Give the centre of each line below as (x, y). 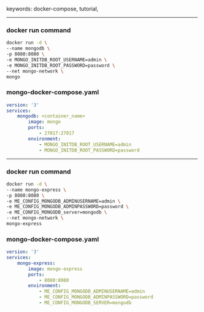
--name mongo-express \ (36, 190)
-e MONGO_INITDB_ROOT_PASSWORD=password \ (61, 65)
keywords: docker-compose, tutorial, (53, 9)
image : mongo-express (56, 269)
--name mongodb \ (28, 49)
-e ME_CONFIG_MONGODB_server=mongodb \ (57, 212)
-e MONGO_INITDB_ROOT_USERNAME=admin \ (57, 60)
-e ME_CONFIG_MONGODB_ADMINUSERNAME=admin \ (63, 201)
